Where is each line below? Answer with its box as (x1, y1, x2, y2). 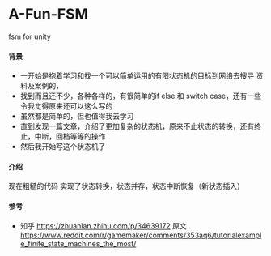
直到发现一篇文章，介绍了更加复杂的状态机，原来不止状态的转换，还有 (19, 122, 255, 131)
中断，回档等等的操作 (34, 131, 106, 142)
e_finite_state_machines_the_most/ (19, 238, 137, 248)
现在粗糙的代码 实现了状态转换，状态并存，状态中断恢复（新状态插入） (8, 181, 244, 191)
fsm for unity (8, 32, 51, 41)
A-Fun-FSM (8, 5, 89, 23)
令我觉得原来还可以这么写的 (19, 101, 113, 111)
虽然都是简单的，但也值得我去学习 (19, 111, 134, 122)
